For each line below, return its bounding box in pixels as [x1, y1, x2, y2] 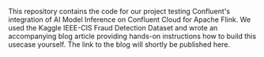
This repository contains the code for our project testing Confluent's [8, 7, 231, 16]
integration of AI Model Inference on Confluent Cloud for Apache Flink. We [8, 15, 251, 24]
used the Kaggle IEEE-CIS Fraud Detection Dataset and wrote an [8, 23, 218, 32]
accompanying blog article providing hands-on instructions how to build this [8, 31, 257, 41]
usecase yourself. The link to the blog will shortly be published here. [8, 40, 231, 49]
